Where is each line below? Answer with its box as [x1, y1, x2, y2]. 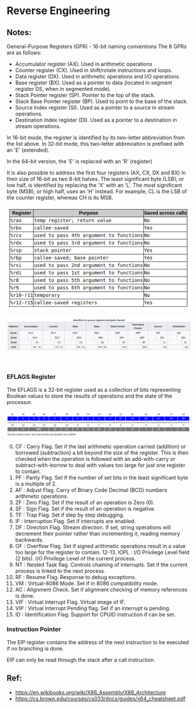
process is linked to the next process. [15, 567, 106, 574]
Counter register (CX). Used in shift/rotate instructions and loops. [15, 67, 173, 74]
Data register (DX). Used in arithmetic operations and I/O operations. [15, 73, 181, 80]
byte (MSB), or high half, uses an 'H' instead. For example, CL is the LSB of [6, 188, 187, 194]
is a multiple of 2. [15, 480, 57, 487]
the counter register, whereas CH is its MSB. [6, 194, 114, 201]
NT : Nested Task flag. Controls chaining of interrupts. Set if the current [15, 561, 188, 568]
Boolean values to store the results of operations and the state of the [6, 392, 173, 399]
